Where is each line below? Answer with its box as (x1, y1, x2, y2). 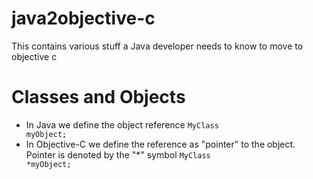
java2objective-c (11, 7, 156, 30)
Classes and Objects (11, 86, 186, 109)
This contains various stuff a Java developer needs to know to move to (11, 40, 304, 52)
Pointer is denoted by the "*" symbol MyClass (25, 148, 211, 161)
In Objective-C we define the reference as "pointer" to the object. (25, 138, 296, 150)
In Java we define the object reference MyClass (25, 118, 219, 131)
